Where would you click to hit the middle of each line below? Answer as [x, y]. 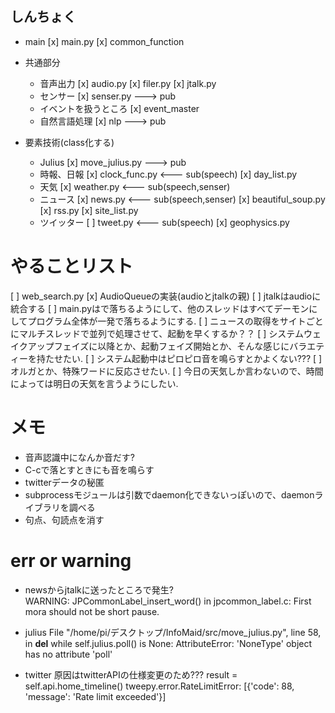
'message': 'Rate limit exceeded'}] [95, 696]
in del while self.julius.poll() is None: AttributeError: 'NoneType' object [168, 643]
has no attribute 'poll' [68, 654]
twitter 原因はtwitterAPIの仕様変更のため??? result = [131, 674]
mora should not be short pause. [92, 611]
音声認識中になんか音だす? [79, 457]
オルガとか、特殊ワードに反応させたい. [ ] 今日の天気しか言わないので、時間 [167, 371]
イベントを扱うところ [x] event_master [119, 108]
